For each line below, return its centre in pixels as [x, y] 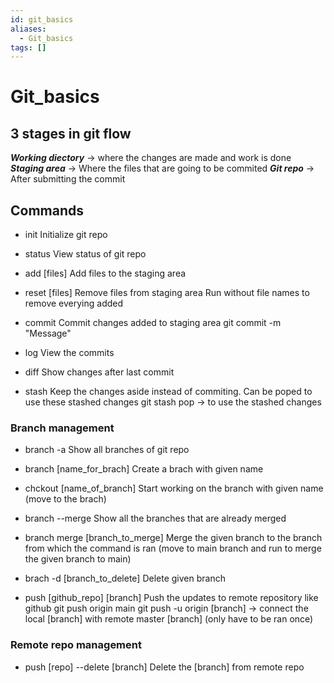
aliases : [28, 29]
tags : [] [28, 47]
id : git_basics [42, 19]
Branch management [62, 428]
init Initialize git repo [66, 235]
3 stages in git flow [71, 133]
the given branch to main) [78, 559]
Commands [47, 210]
